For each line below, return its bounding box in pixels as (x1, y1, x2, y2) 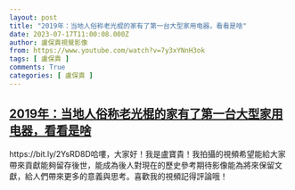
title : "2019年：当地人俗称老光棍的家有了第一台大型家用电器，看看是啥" (9, 21, 248, 30)
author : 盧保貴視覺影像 (9, 37, 88, 47)
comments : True (9, 63, 66, 72)
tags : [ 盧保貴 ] (9, 54, 70, 63)
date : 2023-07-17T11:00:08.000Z (9, 29, 129, 38)
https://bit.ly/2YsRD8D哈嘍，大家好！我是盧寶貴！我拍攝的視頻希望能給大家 (9, 148, 287, 159)
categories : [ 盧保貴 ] (9, 71, 94, 80)
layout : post (9, 12, 58, 22)
